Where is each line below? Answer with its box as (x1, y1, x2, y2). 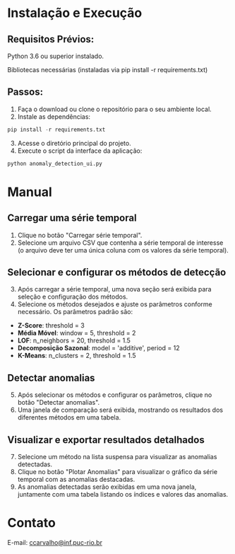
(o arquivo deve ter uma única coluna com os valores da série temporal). (17, 246, 229, 254)
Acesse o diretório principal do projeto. (17, 139, 132, 147)
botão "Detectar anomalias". (17, 398, 100, 407)
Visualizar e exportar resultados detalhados (7, 434, 205, 446)
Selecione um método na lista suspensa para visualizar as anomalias (17, 453, 217, 461)
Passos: (7, 86, 44, 98)
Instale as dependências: (17, 112, 90, 121)
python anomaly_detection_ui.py (7, 160, 102, 167)
